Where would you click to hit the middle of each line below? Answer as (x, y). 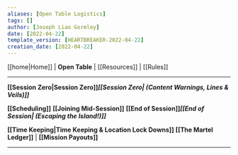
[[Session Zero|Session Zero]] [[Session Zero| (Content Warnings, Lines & (118, 87)
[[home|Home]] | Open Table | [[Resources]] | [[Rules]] (88, 67)
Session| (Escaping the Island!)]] (57, 116)
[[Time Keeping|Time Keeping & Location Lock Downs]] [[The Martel (110, 130)
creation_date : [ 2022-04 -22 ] (50, 47)
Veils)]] (18, 95)
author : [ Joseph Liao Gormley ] (53, 27)
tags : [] (20, 21)
